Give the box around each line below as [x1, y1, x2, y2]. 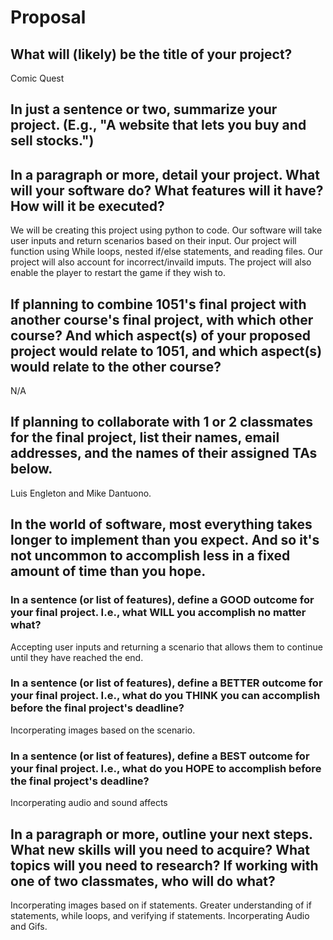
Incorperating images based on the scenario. [10, 724, 196, 736]
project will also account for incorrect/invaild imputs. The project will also [10, 256, 312, 268]
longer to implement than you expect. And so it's [10, 532, 320, 549]
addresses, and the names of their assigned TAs [10, 445, 318, 462]
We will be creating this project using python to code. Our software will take [10, 224, 323, 236]
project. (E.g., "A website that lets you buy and [10, 117, 307, 134]
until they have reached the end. [10, 651, 144, 663]
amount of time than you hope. [10, 563, 207, 580]
